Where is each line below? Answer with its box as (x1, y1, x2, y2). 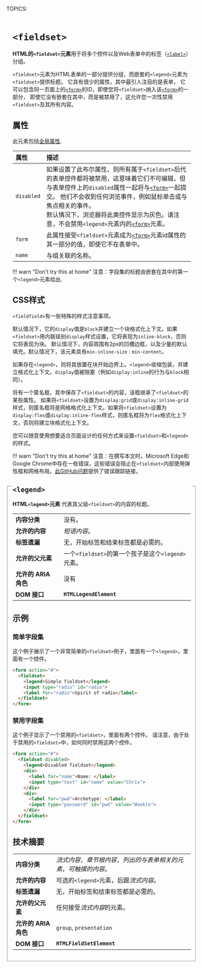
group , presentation (56, 923, 112, 932)
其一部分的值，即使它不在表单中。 (46, 240, 143, 248)
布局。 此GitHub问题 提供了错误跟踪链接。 (39, 467, 142, 475)
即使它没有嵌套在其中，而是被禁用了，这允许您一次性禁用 (30, 93, 174, 100)
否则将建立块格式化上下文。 (23, 419, 93, 426)
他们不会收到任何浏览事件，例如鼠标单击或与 (60, 192, 187, 200)
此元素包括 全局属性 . (12, 137, 62, 145)
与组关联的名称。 (46, 251, 95, 260)
